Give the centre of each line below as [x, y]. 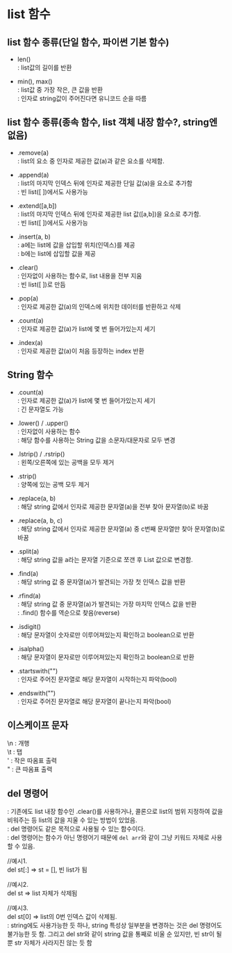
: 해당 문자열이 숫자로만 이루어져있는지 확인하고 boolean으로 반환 [106, 634]
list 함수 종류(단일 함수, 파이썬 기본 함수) [88, 42]
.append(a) [33, 175]
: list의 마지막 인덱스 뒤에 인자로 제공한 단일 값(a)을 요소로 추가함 [105, 183]
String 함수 [30, 375]
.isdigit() [29, 626]
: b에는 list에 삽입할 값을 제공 [56, 253]
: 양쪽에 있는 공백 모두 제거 [53, 484]
